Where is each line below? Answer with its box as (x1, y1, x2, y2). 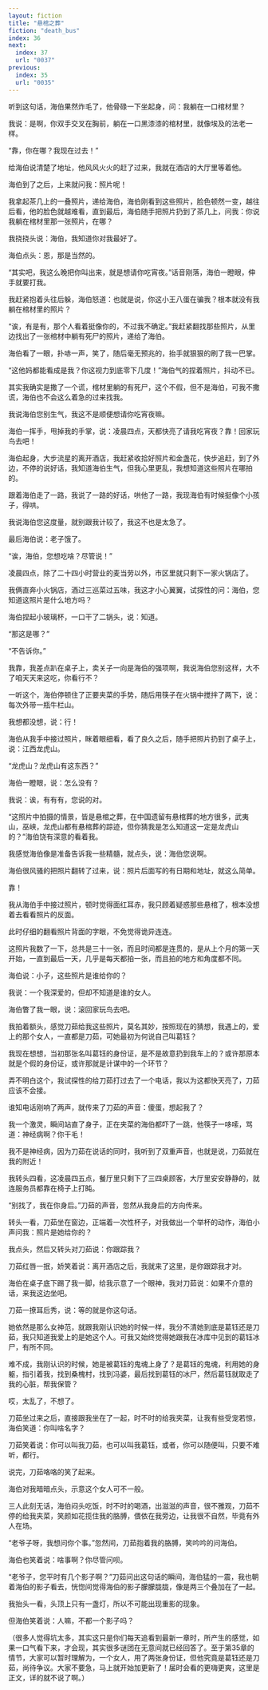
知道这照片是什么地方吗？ (8, 594, 93, 604)
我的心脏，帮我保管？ (8, 1379, 78, 1389)
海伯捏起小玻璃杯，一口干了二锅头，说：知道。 (8, 612, 162, 622)
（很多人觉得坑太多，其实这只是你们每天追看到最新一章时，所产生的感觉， (8, 1632, 253, 1642)
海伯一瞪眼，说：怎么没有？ (8, 777, 100, 787)
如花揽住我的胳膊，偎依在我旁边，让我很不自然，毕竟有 (70, 1511, 253, 1521)
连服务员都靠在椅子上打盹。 (8, 1183, 100, 1193)
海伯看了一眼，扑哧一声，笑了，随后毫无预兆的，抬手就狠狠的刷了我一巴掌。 (8, 348, 260, 358)
